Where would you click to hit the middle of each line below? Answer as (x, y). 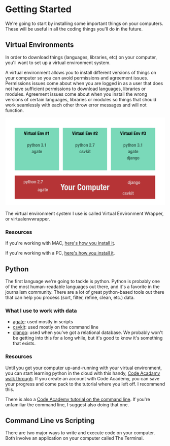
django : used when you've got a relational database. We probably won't (88, 332)
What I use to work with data (41, 311)
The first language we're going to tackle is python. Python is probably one (83, 281)
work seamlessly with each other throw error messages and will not (76, 105)
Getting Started (39, 9)
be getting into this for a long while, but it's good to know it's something (88, 338)
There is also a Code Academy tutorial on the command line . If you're (78, 399)
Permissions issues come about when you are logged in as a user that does (84, 83)
